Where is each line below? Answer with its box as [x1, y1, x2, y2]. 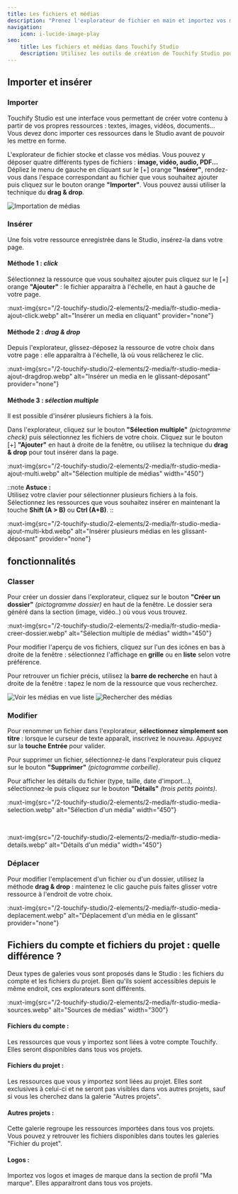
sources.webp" [7, 1005, 52, 1014]
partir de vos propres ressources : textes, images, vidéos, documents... [7, 121, 215, 130]
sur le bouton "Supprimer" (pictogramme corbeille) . [7, 763, 161, 772]
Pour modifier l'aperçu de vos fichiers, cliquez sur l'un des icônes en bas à [7, 643, 225, 652]
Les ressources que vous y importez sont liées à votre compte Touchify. [7, 1037, 218, 1046]
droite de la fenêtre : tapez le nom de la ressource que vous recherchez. [7, 679, 218, 688]
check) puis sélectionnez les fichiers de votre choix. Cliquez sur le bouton [7, 433, 223, 442]
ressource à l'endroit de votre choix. [7, 889, 113, 898]
